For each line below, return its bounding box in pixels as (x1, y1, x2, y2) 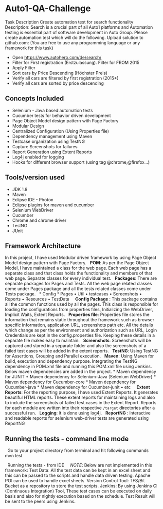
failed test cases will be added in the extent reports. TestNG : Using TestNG (5, 348, 158, 354)
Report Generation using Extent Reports (12, 149, 92, 155)
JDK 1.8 (12, 186, 28, 192)
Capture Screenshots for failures (12, 143, 78, 149)
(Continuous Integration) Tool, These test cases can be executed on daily (5, 488, 152, 494)
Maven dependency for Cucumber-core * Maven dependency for (5, 379, 136, 385)
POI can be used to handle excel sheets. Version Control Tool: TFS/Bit (5, 478, 145, 484)
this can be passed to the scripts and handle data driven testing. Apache (5, 472, 151, 478)
